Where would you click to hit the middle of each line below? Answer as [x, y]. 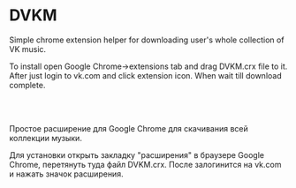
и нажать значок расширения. [66, 174]
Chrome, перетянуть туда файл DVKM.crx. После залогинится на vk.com [145, 164]
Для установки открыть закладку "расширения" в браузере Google [137, 154]
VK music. [28, 49]
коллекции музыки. [46, 138]
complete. [27, 85]
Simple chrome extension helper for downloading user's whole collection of [147, 40]
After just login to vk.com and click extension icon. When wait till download [145, 75]
